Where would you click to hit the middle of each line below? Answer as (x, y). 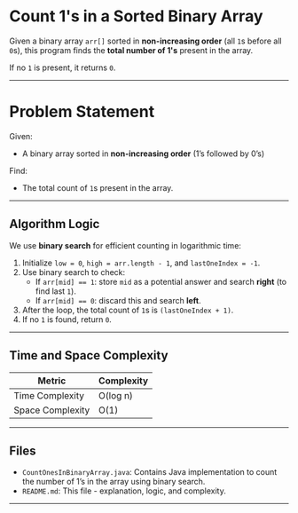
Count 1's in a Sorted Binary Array (136, 16)
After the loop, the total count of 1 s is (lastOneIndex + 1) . (128, 310)
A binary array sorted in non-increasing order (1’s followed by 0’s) (143, 154)
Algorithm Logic (55, 224)
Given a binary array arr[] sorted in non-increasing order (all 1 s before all (145, 41)
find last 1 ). (56, 291)
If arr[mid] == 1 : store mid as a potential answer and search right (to (161, 281)
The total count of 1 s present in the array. (98, 187)
